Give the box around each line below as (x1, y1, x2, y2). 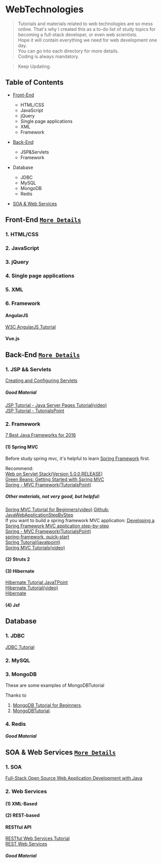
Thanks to (5, 692, 27, 698)
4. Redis (5, 720, 26, 727)
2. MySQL (5, 657, 31, 664)
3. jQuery (5, 258, 29, 265)
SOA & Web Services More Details (5, 748, 116, 757)
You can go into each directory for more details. (17, 48, 119, 54)
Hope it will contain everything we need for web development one (17, 37, 157, 43)
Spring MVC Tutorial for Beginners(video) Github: (5, 506, 109, 512)
